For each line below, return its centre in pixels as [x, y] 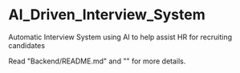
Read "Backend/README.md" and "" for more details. [97, 61]
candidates [27, 45]
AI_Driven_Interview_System [107, 15]
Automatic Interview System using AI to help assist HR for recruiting [120, 37]
